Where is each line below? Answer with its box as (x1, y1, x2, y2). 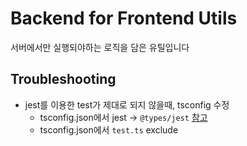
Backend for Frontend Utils (10, 7, 238, 30)
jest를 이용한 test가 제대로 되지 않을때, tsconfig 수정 (24, 98, 230, 111)
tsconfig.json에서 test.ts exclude (39, 123, 179, 136)
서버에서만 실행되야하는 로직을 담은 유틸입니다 (10, 41, 190, 53)
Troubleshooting (10, 71, 117, 88)
